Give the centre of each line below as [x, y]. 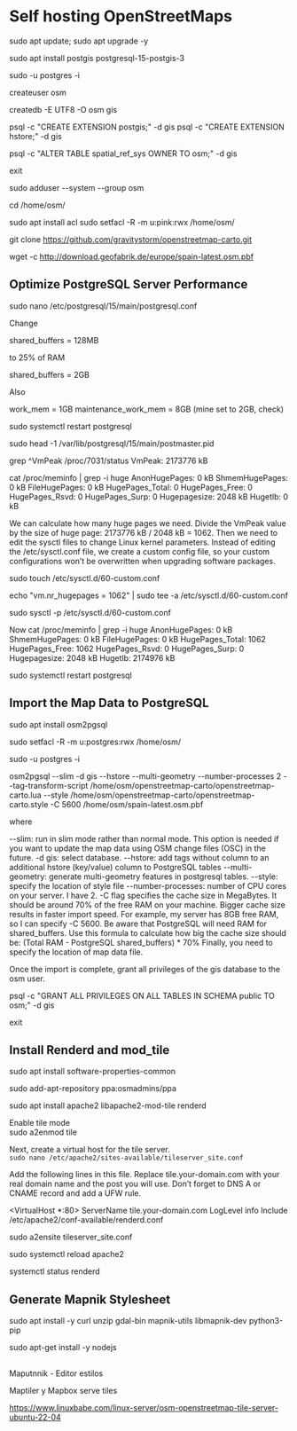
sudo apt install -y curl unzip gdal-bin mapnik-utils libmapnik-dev [128, 1321]
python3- [266, 1321]
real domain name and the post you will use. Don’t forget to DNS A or [135, 1184]
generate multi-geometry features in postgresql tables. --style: [163, 877]
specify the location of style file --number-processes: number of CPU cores [148, 885]
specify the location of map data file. [76, 952]
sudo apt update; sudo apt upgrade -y [79, 41]
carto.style [29, 804]
